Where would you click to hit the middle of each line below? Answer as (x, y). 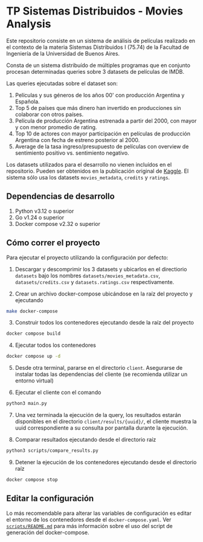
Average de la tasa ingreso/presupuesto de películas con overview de (102, 146)
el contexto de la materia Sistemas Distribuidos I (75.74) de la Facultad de (98, 47)
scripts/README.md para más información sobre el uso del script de (90, 526)
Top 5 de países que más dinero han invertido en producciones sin (98, 108)
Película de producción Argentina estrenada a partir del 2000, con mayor (106, 121)
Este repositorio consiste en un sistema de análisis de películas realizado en (101, 40)
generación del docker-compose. (48, 532)
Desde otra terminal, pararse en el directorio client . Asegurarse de (99, 368)
